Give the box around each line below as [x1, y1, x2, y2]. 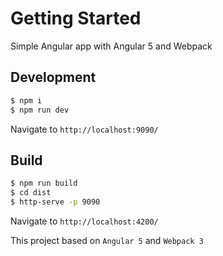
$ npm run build [10, 178, 78, 189]
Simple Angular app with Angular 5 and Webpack [10, 40, 213, 52]
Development [10, 69, 97, 86]
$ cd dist [10, 188, 52, 198]
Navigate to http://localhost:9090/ [10, 123, 159, 135]
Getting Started [10, 7, 142, 30]
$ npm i [10, 95, 43, 106]
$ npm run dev [10, 105, 70, 115]
